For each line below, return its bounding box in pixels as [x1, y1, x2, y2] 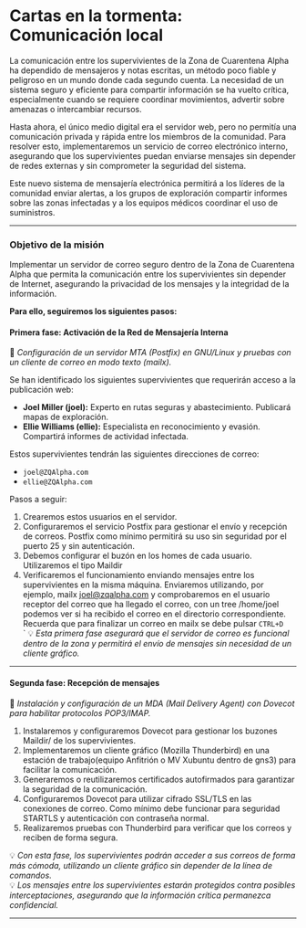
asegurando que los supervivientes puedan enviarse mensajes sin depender [9, 150, 296, 161]
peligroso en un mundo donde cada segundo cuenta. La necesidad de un [9, 74, 285, 85]
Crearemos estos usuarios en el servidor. [22, 511, 178, 522]
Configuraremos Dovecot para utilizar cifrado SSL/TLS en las [22, 793, 252, 804]
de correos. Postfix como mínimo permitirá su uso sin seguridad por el [22, 531, 287, 542]
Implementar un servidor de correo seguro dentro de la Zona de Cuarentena [9, 259, 295, 270]
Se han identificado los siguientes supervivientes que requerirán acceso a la [9, 374, 296, 385]
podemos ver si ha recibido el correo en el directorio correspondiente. [22, 608, 287, 619]
